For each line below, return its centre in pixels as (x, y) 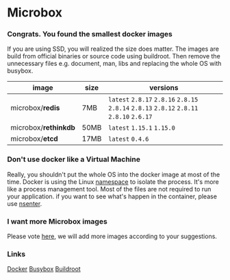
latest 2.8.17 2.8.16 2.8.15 (153, 100)
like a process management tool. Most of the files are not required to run (109, 189)
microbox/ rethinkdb (43, 128)
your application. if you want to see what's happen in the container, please (112, 196)
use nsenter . (25, 203)
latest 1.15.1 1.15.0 (142, 128)
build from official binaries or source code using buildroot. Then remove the (114, 56)
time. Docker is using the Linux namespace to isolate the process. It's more (113, 182)
